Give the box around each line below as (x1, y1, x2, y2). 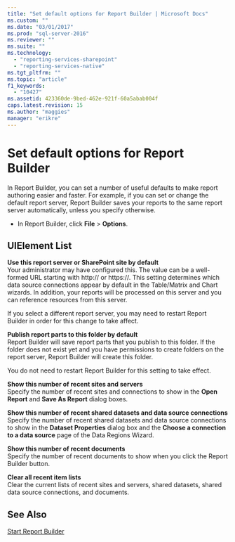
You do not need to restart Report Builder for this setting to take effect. (7, 366, 212, 375)
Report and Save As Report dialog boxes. (7, 395, 128, 404)
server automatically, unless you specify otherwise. (7, 205, 156, 214)
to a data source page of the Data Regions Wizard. (7, 431, 154, 439)
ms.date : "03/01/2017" (7, 23, 74, 30)
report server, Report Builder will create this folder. (7, 353, 154, 361)
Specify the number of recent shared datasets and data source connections (7, 416, 227, 425)
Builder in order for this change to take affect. (7, 317, 139, 325)
